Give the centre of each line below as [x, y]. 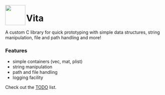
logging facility [28, 77]
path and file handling [35, 72]
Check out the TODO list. [31, 87]
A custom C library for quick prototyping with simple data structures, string [82, 32]
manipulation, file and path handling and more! [53, 37]
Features [16, 50]
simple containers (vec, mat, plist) [47, 62]
